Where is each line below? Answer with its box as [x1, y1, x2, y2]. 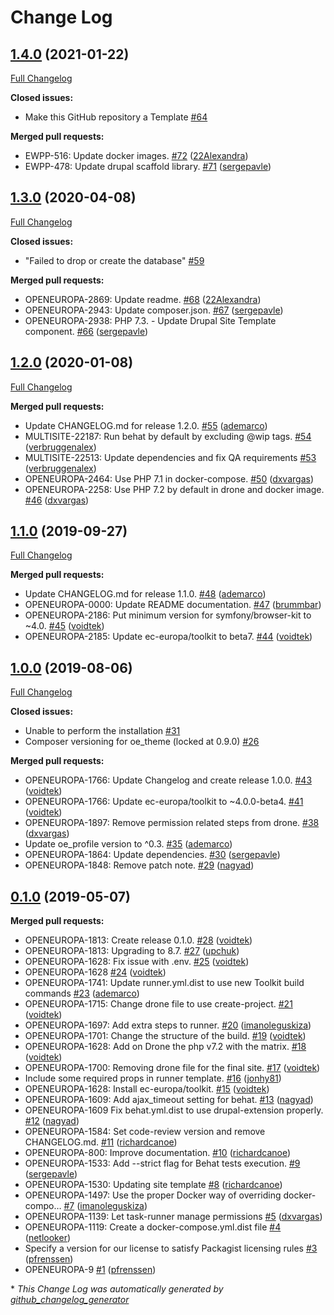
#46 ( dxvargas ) [24, 494, 90, 506]
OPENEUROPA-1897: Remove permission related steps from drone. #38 [24, 817, 320, 829]
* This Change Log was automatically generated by [10, 1283, 224, 1295]
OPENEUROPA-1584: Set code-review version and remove [24, 1126, 266, 1138]
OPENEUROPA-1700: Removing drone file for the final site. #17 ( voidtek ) [24, 1062, 321, 1074]
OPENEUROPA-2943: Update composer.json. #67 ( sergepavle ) [24, 304, 284, 316]
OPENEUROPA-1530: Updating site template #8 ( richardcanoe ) [24, 1179, 283, 1191]
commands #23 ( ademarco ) [24, 987, 140, 1000]
